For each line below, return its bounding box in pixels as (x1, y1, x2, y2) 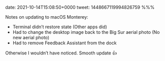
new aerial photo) (12, 35, 50, 40)
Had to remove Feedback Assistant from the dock (12, 40, 117, 46)
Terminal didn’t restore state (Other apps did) (12, 24, 108, 30)
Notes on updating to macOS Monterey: (5, 14, 88, 20)
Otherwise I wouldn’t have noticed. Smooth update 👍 (5, 50, 117, 56)
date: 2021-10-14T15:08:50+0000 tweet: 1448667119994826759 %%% (5, 5, 155, 10)
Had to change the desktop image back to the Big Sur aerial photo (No (12, 29, 160, 35)
